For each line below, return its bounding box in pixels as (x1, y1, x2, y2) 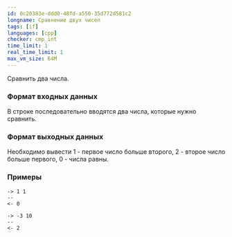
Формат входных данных (7, 91, 98, 101)
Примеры (7, 173, 42, 182)
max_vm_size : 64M (7, 55, 57, 62)
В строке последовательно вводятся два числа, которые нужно (7, 107, 197, 116)
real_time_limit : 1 (7, 49, 64, 56)
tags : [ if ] (7, 23, 39, 30)
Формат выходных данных (7, 132, 104, 141)
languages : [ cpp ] (7, 29, 57, 37)
